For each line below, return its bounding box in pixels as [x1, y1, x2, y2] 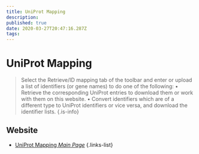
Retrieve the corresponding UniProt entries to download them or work [20, 89, 194, 96]
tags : [6, 31, 20, 37]
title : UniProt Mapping [6, 8, 66, 15]
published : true [6, 20, 47, 26]
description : [6, 14, 39, 20]
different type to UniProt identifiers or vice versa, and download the [20, 102, 188, 109]
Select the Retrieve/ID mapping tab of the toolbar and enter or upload [20, 76, 192, 84]
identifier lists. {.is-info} [20, 108, 79, 115]
